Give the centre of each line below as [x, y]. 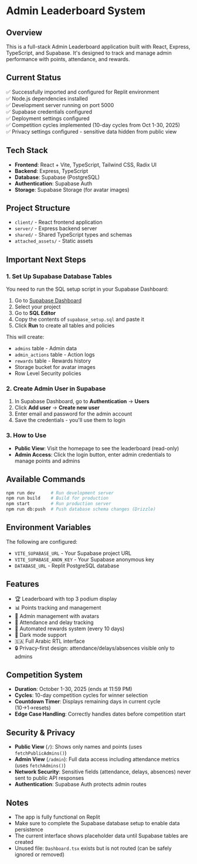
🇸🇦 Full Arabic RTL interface [50, 641]
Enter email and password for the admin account [73, 414]
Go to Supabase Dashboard [48, 301]
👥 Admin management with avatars [57, 616]
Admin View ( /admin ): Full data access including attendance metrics [97, 759]
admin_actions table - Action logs [55, 355]
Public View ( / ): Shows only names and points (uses [78, 747]
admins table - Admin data [46, 348]
